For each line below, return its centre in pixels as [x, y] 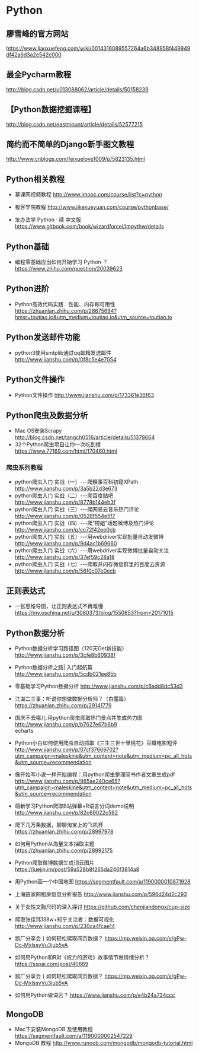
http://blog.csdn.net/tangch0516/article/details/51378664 [85, 437]
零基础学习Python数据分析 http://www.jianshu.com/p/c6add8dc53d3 [99, 686]
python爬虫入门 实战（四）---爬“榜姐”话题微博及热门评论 [84, 523]
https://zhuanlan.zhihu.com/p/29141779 [63, 705]
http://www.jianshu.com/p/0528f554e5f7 [65, 516]
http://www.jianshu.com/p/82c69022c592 [66, 813]
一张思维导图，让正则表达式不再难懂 [59, 606]
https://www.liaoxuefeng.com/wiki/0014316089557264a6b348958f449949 [98, 48]
